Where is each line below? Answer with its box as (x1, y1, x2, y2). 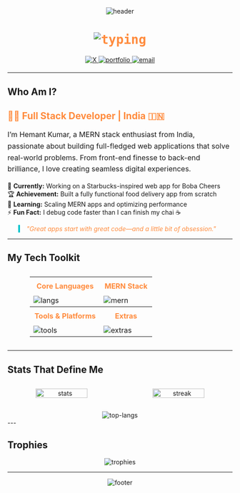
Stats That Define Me (7, 363, 104, 375)
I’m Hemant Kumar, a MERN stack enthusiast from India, (7, 130, 195, 140)
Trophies (7, 439, 49, 451)
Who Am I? (7, 86, 57, 98)
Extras (114, 311, 138, 321)
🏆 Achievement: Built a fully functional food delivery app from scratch (7, 189, 217, 198)
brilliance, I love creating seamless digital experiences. (7, 164, 191, 174)
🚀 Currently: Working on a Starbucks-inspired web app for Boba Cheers (7, 181, 221, 190)
